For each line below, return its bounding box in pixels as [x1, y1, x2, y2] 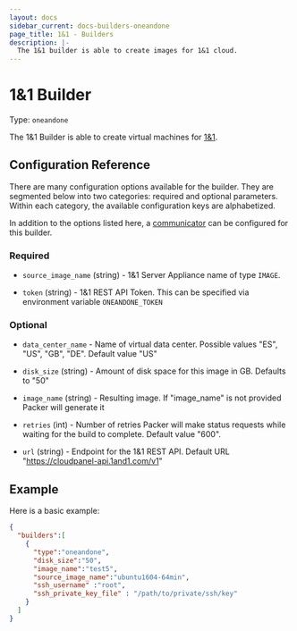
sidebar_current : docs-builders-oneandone [9, 21, 170, 30]
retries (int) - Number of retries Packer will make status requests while [21, 419, 286, 430]
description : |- [9, 38, 70, 47]
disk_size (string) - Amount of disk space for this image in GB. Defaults [21, 366, 286, 376]
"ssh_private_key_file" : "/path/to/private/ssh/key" [32, 589, 239, 599]
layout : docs [9, 13, 58, 22]
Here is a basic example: [9, 506, 100, 517]
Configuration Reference [9, 157, 150, 172]
